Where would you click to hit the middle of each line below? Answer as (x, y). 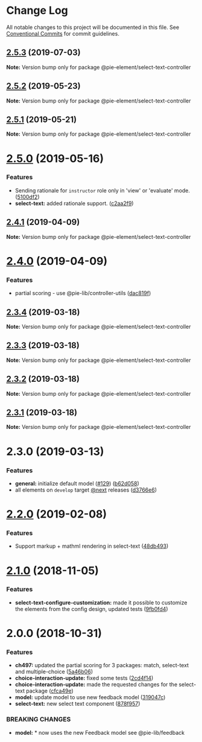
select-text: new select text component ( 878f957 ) (77, 704)
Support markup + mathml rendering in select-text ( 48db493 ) (92, 546)
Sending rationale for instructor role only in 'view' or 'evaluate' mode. (103, 190)
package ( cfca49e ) (50, 691)
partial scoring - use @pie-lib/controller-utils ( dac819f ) (83, 293)
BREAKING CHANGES (39, 720)
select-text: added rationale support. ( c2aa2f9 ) (74, 203)
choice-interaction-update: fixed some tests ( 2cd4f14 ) (84, 678)
